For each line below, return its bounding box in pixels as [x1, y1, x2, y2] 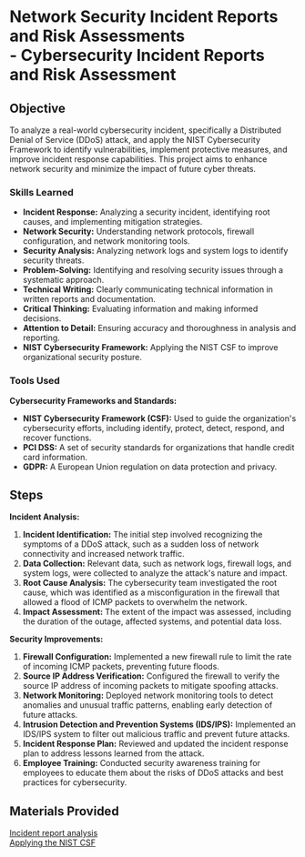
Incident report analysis [9, 828, 98, 839]
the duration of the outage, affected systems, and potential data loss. [22, 616, 282, 627]
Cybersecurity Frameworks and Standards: [9, 395, 178, 406]
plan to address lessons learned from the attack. [22, 748, 205, 759]
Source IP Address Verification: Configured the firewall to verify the [22, 670, 280, 681]
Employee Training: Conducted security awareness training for [22, 758, 261, 769]
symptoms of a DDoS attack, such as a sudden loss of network [22, 539, 259, 549]
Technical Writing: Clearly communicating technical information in [22, 284, 273, 295]
